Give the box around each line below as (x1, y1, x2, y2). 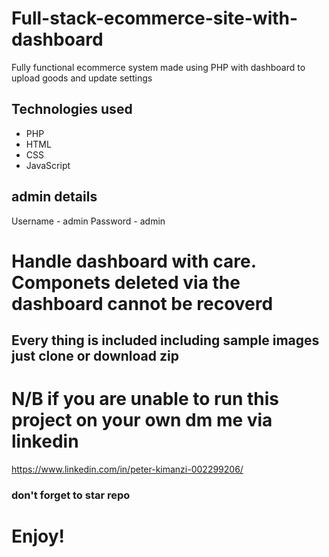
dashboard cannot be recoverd (11, 292, 274, 315)
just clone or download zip (11, 348, 179, 365)
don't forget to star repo (11, 488, 131, 502)
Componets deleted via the (11, 271, 241, 294)
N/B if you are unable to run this (11, 388, 279, 411)
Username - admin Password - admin (11, 215, 166, 227)
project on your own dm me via (11, 409, 273, 432)
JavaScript (25, 159, 71, 171)
